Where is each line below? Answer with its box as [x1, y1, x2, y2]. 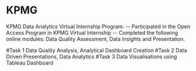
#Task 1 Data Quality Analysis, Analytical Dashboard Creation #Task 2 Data [6, 46, 187, 53]
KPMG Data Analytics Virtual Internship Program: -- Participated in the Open [6, 23, 191, 30]
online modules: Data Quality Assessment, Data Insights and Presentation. [6, 35, 185, 42]
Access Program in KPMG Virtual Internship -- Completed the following [6, 29, 178, 36]
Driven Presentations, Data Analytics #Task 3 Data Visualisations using [6, 53, 177, 60]
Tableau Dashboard [6, 59, 54, 66]
